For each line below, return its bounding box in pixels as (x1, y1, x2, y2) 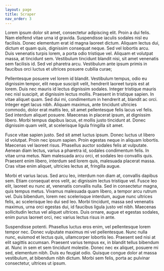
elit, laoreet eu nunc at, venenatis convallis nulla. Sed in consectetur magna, (5, 183, 158, 189)
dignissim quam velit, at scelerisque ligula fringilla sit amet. (5, 123, 124, 128)
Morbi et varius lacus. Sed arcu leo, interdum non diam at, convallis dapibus (5, 172, 158, 179)
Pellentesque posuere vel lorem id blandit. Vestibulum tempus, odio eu (5, 75, 147, 81)
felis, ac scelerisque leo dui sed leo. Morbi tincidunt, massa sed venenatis (5, 199, 154, 205)
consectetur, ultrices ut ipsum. (5, 260, 67, 266)
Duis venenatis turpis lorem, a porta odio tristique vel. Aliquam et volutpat (5, 50, 153, 56)
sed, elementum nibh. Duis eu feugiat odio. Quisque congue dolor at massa (5, 250, 157, 256)
